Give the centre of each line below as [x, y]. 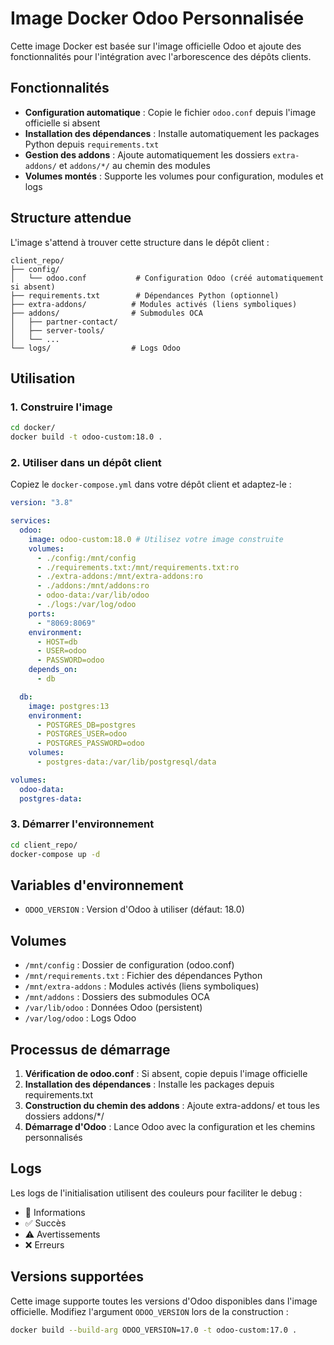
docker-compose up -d [55, 854]
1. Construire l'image [61, 407]
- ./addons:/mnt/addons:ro [93, 586]
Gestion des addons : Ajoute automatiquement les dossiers [147, 154]
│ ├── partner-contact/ [64, 322]
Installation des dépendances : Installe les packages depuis [149, 1084]
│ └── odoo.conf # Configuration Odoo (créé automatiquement [167, 278]
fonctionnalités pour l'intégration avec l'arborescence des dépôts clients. [161, 56]
